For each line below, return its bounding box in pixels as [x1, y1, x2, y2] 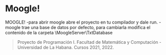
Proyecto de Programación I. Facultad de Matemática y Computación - [17, 39, 162, 45]
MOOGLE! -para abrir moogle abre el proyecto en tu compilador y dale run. [5, 19, 158, 25]
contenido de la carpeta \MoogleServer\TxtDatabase [5, 29, 113, 35]
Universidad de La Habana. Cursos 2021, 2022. [17, 44, 114, 50]
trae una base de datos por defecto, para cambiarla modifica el [21, 24, 151, 30]
